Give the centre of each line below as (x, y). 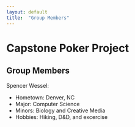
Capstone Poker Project (68, 48)
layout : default (27, 12)
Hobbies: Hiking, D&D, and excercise (61, 117)
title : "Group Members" (38, 18)
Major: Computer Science (47, 104)
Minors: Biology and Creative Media (60, 110)
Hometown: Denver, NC (45, 97)
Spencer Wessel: (27, 85)
